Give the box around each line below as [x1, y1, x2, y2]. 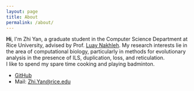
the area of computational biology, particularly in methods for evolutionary [6, 48, 186, 55]
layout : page [6, 8, 38, 15]
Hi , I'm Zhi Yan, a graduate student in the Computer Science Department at [6, 36, 188, 43]
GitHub [14, 72, 32, 79]
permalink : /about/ [6, 19, 54, 25]
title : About [6, 14, 38, 20]
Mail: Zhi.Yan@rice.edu [14, 78, 71, 85]
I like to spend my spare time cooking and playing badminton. [6, 60, 155, 68]
